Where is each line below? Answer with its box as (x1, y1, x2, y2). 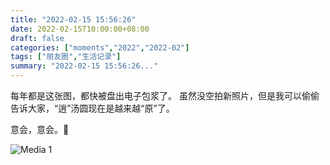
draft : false (10, 33, 65, 43)
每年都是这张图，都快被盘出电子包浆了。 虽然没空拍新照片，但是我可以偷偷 (10, 90, 320, 101)
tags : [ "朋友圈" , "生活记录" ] (10, 52, 122, 62)
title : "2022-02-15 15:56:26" (10, 14, 137, 25)
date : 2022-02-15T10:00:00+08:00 (10, 24, 150, 34)
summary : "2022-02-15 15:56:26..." (10, 61, 159, 71)
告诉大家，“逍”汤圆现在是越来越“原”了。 (10, 102, 175, 114)
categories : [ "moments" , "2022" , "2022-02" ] (10, 42, 190, 53)
